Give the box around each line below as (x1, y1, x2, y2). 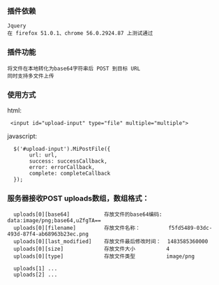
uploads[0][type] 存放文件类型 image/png (13, 253, 195, 260)
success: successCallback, (29, 157, 108, 165)
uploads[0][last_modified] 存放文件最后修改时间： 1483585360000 (13, 238, 209, 245)
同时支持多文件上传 (7, 72, 54, 80)
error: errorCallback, (29, 163, 96, 170)
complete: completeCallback (29, 170, 111, 177)
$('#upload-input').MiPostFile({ (13, 145, 111, 152)
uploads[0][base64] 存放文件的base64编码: (13, 211, 163, 218)
